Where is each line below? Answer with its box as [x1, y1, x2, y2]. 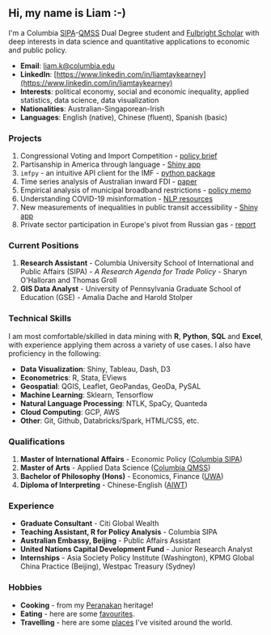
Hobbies [8, 582, 43, 593]
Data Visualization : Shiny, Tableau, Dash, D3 [19, 364, 171, 374]
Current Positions [8, 240, 79, 252]
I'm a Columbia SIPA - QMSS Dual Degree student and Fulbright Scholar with [8, 28, 260, 37]
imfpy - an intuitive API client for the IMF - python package [19, 168, 216, 178]
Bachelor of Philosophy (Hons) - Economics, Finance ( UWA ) [19, 472, 224, 480]
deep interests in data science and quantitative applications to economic [8, 36, 250, 46]
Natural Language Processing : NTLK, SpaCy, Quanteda [19, 398, 208, 408]
